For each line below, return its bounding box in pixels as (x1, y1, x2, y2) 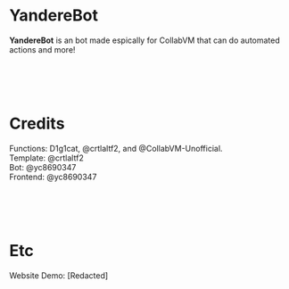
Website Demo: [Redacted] (9, 269, 109, 281)
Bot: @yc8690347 (9, 161, 77, 172)
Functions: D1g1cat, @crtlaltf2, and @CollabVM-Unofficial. (9, 143, 223, 153)
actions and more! (9, 44, 76, 54)
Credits (9, 113, 65, 134)
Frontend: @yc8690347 (9, 171, 97, 182)
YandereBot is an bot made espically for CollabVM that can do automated (9, 35, 281, 45)
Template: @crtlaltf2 (9, 153, 85, 163)
